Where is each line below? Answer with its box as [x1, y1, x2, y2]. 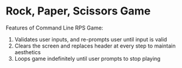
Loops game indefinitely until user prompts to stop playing [14, 55, 161, 62]
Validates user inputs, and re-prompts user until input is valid [14, 36, 167, 43]
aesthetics [14, 48, 41, 55]
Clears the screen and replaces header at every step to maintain [14, 42, 176, 49]
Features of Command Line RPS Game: [5, 24, 103, 31]
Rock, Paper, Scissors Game [5, 4, 151, 18]
